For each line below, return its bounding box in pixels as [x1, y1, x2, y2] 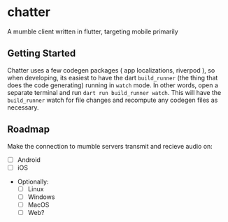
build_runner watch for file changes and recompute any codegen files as [7, 96, 218, 104]
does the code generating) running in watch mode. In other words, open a [7, 81, 219, 89]
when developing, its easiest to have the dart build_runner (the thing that [7, 73, 218, 82]
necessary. [7, 103, 40, 112]
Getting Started [7, 47, 76, 59]
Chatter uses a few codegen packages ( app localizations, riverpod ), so [7, 66, 215, 74]
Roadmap [7, 124, 50, 135]
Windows [27, 193, 55, 201]
